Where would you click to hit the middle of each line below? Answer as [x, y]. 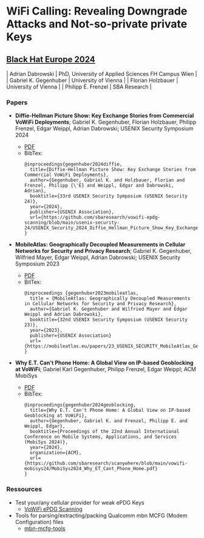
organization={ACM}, [56, 453]
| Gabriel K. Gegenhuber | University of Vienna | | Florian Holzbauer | [92, 80]
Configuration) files [39, 522]
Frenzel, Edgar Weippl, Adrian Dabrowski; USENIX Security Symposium [104, 129]
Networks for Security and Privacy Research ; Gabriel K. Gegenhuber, [103, 251]
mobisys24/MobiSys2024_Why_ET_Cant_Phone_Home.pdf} [91, 469]
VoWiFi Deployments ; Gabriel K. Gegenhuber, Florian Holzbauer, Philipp [106, 122]
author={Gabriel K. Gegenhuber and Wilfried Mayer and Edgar [109, 309]
